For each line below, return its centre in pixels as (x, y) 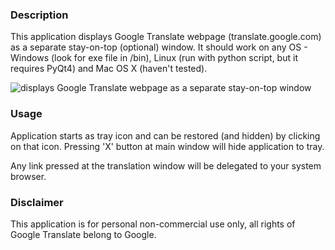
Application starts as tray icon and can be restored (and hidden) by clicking (165, 135)
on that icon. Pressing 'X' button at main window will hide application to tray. (167, 146)
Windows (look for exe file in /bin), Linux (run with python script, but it (154, 58)
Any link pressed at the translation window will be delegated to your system (166, 165)
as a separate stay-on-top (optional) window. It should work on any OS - (159, 47)
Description (39, 15)
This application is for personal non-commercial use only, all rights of (153, 224)
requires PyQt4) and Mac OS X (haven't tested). (109, 69)
